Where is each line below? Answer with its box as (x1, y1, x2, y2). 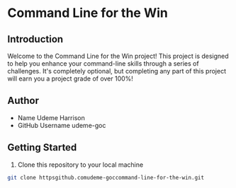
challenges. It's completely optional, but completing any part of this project (7, 67, 227, 75)
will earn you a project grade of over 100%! (7, 74, 133, 83)
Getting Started (7, 141, 77, 153)
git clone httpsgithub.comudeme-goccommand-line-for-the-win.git (7, 174, 204, 181)
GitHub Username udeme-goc (17, 121, 106, 129)
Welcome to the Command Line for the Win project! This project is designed (7, 52, 229, 60)
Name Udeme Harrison (17, 113, 85, 122)
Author (7, 95, 39, 107)
